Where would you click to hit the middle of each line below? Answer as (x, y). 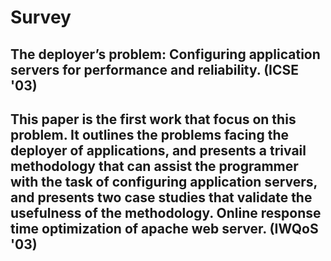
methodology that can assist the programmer (154, 166)
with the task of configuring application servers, (164, 181)
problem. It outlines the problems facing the (149, 134)
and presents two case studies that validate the (161, 197)
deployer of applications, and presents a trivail (158, 150)
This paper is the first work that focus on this (153, 119)
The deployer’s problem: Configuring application (165, 54)
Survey (41, 17)
